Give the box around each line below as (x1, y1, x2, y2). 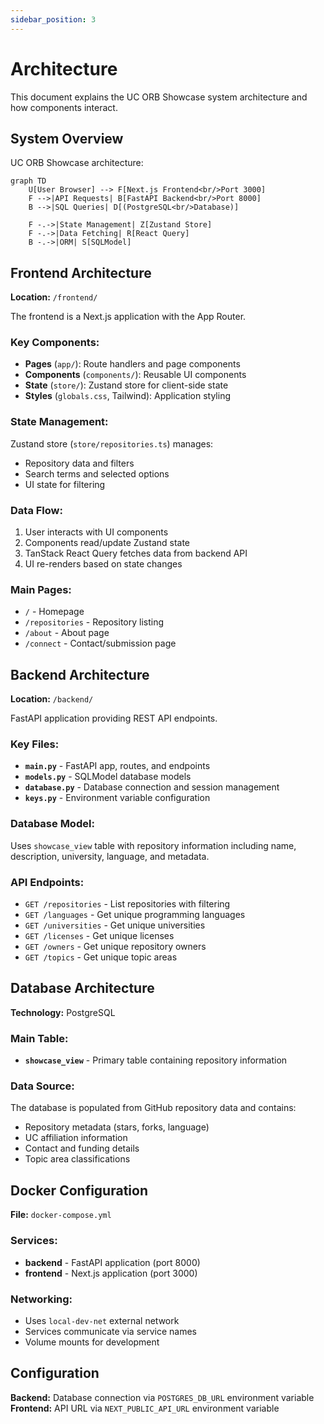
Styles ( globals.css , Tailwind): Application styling (24, 390, 232, 402)
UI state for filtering (24, 478, 106, 490)
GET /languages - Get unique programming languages (24, 909, 246, 921)
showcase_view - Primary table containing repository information (24, 1054, 288, 1066)
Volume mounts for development (24, 1336, 160, 1348)
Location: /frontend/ (10, 291, 98, 303)
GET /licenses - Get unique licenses (24, 930, 175, 942)
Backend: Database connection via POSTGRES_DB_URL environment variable (10, 1391, 315, 1403)
